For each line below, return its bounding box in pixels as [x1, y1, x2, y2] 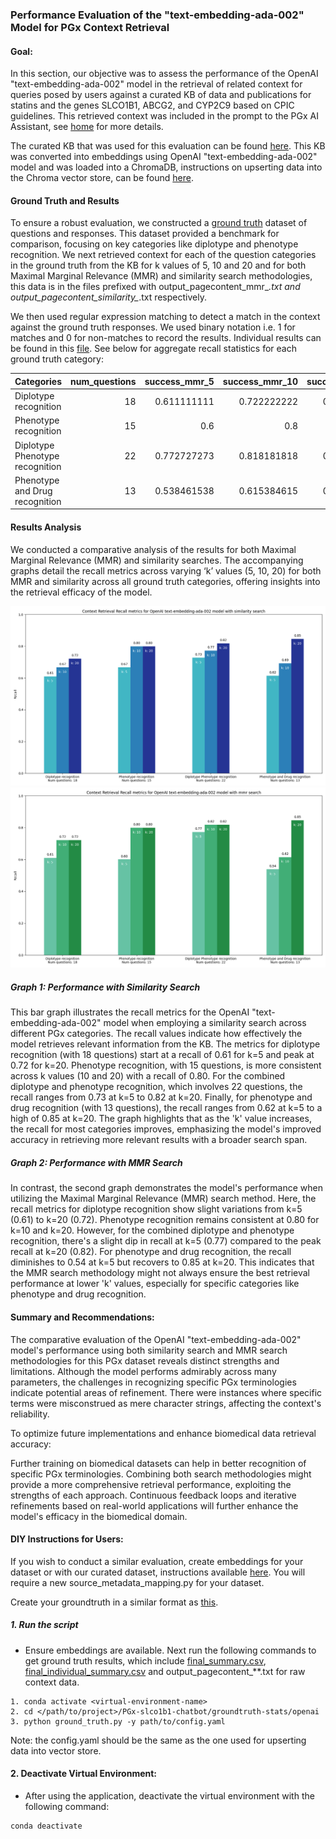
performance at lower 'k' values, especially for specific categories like [10, 1278, 300, 1290]
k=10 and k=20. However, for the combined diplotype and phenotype [10, 1224, 295, 1237]
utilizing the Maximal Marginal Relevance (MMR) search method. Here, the [10, 1193, 317, 1205]
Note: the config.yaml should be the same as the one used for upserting [10, 1734, 307, 1746]
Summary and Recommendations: [10, 1311, 155, 1323]
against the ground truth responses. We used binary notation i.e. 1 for [10, 321, 296, 333]
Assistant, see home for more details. [10, 121, 164, 133]
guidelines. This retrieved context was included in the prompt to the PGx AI [10, 110, 319, 122]
